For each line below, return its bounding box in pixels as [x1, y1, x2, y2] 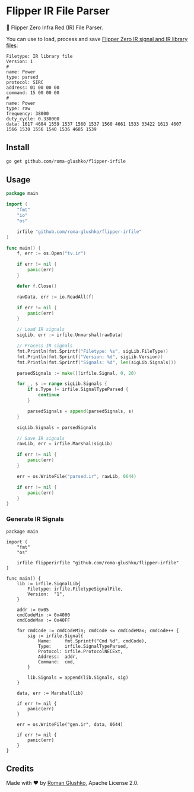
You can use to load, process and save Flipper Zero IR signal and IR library [6, 35, 188, 42]
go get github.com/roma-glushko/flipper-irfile [6, 158, 126, 164]
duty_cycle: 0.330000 [6, 116, 60, 122]
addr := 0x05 [17, 607, 49, 613]
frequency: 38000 [6, 110, 49, 117]
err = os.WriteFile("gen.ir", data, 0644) [17, 721, 123, 728]
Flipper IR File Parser [6, 4, 110, 18]
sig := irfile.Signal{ [27, 633, 84, 639]
